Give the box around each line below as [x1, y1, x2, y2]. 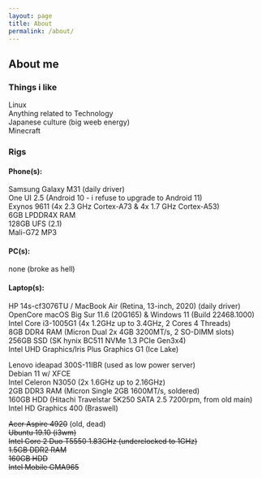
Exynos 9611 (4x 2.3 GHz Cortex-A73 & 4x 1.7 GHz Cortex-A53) [8, 202, 221, 211]
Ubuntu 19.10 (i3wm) [8, 428, 77, 437]
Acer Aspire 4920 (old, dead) [8, 419, 106, 428]
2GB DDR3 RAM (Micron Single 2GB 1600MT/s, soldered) [8, 385, 200, 395]
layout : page [8, 11, 53, 20]
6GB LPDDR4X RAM [8, 211, 76, 220]
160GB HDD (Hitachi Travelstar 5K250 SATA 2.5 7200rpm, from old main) [8, 394, 253, 404]
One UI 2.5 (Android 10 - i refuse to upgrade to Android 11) [8, 193, 203, 203]
